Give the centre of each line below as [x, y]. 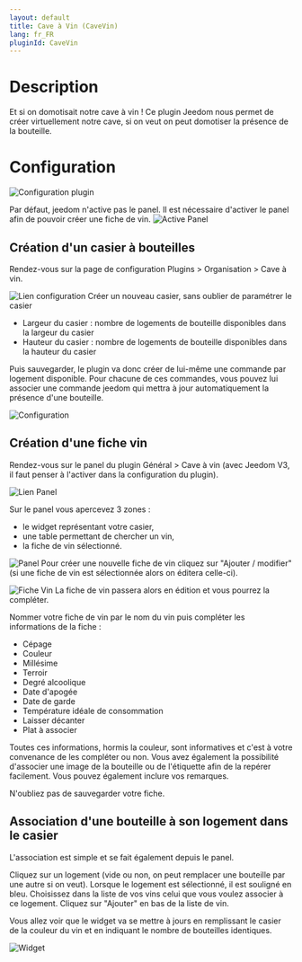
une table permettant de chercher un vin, [98, 536]
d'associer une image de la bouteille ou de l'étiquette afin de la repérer [140, 766]
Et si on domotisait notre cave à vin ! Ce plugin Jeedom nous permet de [142, 112]
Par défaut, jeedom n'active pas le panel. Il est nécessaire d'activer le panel [149, 210]
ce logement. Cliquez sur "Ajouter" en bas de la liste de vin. [119, 903]
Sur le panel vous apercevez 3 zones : [80, 509]
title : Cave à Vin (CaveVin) [64, 26]
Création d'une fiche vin [79, 443]
